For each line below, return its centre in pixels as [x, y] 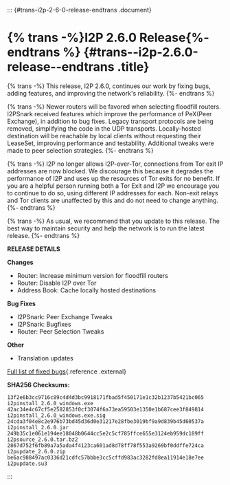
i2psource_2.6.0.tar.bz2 [43, 440]
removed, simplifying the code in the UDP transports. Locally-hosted [104, 128]
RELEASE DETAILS [34, 249]
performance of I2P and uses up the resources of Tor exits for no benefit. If [114, 178]
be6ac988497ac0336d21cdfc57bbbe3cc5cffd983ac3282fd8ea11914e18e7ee [106, 457]
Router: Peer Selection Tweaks [60, 331]
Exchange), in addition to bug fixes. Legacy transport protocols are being [111, 121]
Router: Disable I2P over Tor [57, 283]
